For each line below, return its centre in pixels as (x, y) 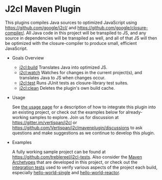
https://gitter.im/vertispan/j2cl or (45, 122)
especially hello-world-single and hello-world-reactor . (66, 172)
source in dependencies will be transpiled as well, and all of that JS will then (81, 38)
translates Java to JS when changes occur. (62, 78)
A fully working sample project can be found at (59, 152)
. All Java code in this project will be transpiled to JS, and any (85, 33)
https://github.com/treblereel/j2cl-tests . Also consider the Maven (77, 157)
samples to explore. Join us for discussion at (74, 117)
